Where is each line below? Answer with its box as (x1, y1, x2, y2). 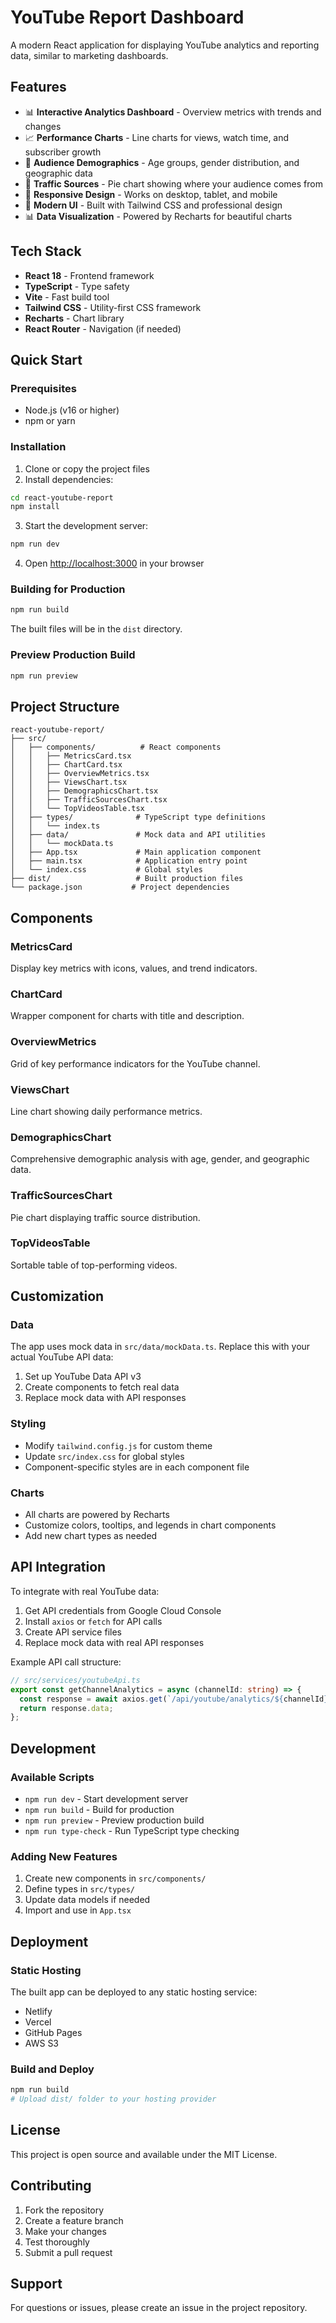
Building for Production (10, 582, 126, 596)
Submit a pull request (24, 2246, 113, 2258)
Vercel (24, 2016, 52, 2028)
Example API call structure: (10, 1656, 122, 1668)
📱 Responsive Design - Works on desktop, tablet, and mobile (24, 188, 278, 200)
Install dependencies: (24, 473, 114, 485)
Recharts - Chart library (24, 312, 125, 324)
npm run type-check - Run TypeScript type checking (24, 1824, 240, 1836)
